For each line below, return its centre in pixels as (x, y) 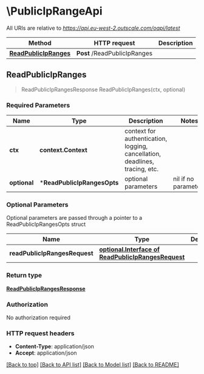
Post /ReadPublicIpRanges (114, 53)
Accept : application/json (46, 353)
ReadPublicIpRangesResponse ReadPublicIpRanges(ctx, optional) (103, 89)
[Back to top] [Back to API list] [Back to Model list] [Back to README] (93, 365)
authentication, (146, 139)
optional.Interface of (129, 250)
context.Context (63, 150)
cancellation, (143, 154)
